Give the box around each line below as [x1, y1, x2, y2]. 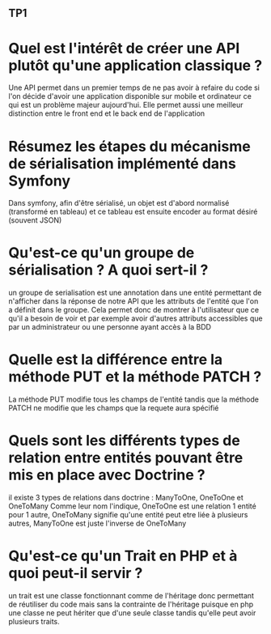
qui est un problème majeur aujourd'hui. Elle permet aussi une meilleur [8, 100, 243, 110]
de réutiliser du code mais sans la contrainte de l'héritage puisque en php [8, 599, 254, 610]
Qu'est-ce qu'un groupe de [8, 244, 195, 262]
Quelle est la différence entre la [8, 351, 223, 369]
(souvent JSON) [8, 215, 62, 225]
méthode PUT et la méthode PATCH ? [8, 368, 262, 386]
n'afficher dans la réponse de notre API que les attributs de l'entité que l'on [8, 296, 259, 306]
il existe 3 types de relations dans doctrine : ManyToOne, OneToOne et [8, 493, 244, 503]
